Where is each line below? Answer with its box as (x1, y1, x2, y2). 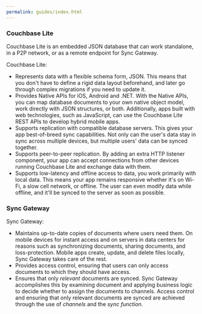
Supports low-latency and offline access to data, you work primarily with (15, 169, 197, 177)
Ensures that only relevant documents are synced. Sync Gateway (15, 275, 178, 282)
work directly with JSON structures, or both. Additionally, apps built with (15, 104, 195, 112)
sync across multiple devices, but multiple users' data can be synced (15, 137, 187, 145)
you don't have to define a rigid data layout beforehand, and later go (15, 79, 186, 86)
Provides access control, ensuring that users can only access (15, 262, 169, 269)
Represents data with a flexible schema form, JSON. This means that (15, 72, 187, 80)
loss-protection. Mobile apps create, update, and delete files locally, (15, 249, 185, 256)
